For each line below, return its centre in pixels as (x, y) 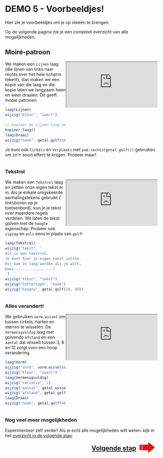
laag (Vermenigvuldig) (27, 377)
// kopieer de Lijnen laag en (36, 125)
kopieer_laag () (20, 130)
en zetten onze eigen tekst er (34, 187)
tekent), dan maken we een (32, 79)
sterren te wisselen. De (28, 327)
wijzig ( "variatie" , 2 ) (28, 383)
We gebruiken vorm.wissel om (35, 317)
